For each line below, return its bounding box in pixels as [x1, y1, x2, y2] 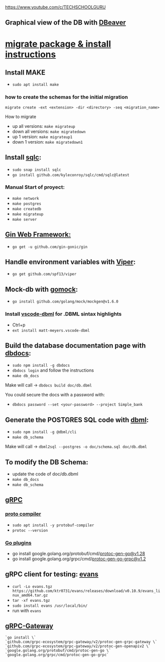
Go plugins [5, 539, 32, 546]
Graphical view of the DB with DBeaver [5, 18, 126, 27]
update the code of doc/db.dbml [12, 471, 79, 477]
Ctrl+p [12, 322, 26, 328]
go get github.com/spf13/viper [12, 272, 77, 277]
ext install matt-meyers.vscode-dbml [12, 328, 90, 333]
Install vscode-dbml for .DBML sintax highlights [5, 311, 122, 317]
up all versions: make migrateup [12, 123, 75, 129]
